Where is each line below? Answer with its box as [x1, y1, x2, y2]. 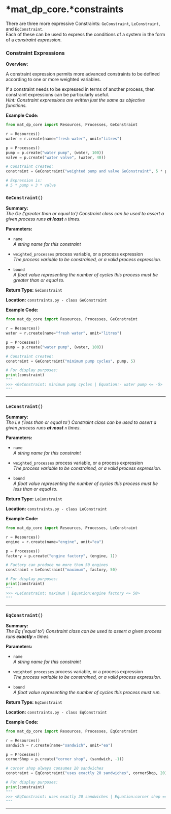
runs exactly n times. [6, 633, 50, 640]
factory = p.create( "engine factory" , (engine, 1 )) [6, 553, 117, 558]
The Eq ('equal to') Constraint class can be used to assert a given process [6, 628, 162, 634]
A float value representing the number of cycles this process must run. [13, 689, 161, 695]
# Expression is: [6, 178, 43, 183]
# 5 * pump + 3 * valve [6, 183, 56, 188]
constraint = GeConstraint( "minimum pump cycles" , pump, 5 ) [6, 359, 136, 364]
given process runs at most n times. [6, 425, 81, 431]
